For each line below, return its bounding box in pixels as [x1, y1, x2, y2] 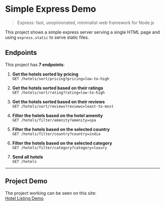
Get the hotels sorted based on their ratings [12, 85, 104, 91]
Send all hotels [12, 154, 43, 160]
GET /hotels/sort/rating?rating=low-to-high [12, 90, 105, 95]
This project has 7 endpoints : [5, 61, 65, 67]
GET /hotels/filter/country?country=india [12, 131, 101, 136]
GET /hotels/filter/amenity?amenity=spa [12, 118, 96, 123]
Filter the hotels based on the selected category [12, 140, 112, 146]
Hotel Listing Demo [5, 195, 44, 201]
